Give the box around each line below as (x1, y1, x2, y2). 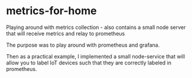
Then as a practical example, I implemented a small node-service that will (6, 53, 185, 60)
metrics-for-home (6, 4, 97, 18)
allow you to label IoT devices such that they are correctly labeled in (6, 59, 172, 66)
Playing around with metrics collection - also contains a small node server (6, 24, 186, 31)
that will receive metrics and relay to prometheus (6, 30, 125, 37)
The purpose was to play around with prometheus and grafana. (6, 41, 160, 48)
